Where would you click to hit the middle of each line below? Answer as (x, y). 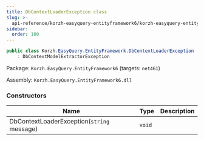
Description (177, 111)
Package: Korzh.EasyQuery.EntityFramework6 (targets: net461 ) (83, 68)
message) (24, 129)
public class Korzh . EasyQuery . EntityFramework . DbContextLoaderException (100, 51)
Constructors (26, 96)
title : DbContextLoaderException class (57, 12)
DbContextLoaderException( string (59, 122)
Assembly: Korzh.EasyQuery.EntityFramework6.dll (69, 80)
